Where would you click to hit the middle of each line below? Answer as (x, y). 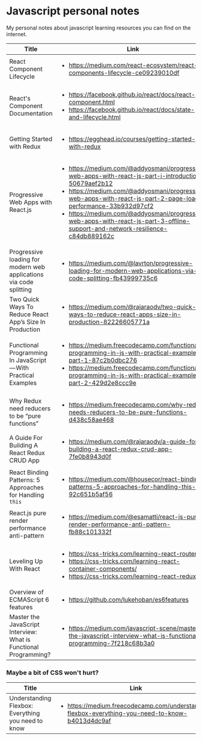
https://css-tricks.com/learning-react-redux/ (133, 576)
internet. (17, 34)
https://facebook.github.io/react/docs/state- (132, 110)
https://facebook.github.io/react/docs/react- (132, 95)
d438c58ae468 (91, 420)
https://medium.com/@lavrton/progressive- (131, 263)
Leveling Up (26, 561)
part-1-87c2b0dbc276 (103, 360)
